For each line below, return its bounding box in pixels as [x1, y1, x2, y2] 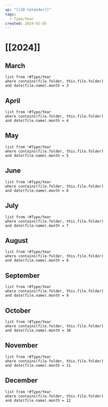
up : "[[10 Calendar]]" [5, 7, 51, 12]
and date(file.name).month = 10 [5, 328, 71, 333]
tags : [5, 12, 16, 17]
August [5, 236, 28, 245]
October [5, 306, 31, 315]
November [5, 341, 38, 349]
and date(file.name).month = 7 [5, 223, 69, 228]
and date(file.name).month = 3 [5, 83, 69, 88]
